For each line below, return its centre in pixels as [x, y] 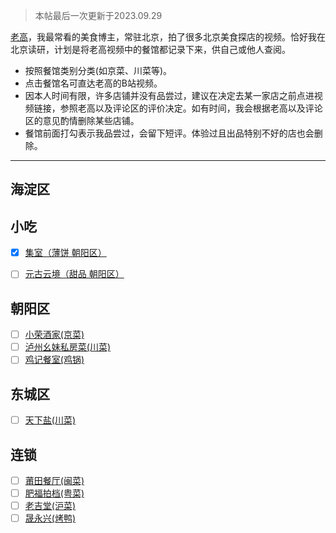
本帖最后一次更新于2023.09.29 [98, 15]
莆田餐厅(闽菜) [54, 481]
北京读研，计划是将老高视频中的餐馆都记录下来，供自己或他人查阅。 [150, 49]
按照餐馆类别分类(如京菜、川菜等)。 [98, 70]
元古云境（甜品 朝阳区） [74, 274]
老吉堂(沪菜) [50, 506]
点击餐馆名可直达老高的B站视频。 [93, 83]
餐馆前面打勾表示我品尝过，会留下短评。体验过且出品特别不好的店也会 [169, 133]
